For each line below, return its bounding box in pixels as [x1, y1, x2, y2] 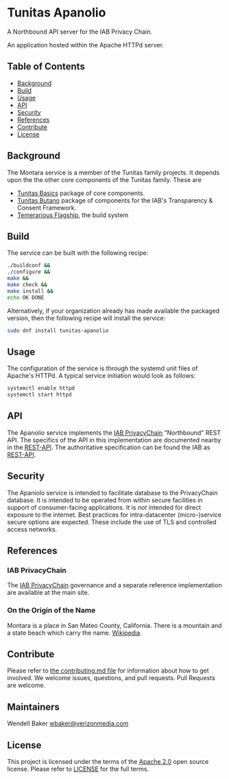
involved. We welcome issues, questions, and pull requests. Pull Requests [7, 674, 216, 682]
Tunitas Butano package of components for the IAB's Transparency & [16, 196, 213, 204]
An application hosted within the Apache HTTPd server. [7, 41, 165, 49]
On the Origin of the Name [7, 606, 96, 616]
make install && [7, 287, 53, 295]
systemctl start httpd [7, 392, 72, 398]
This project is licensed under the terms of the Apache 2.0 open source [7, 758, 209, 766]
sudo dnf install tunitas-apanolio [7, 327, 109, 334]
